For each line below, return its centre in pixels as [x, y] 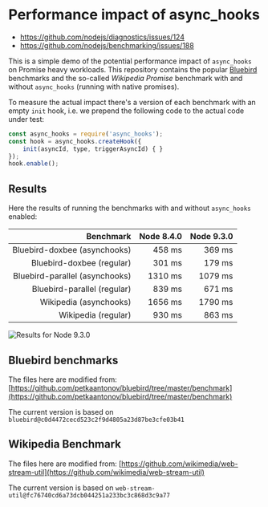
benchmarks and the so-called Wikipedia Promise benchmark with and [126, 78]
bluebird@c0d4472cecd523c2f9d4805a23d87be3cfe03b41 [96, 420]
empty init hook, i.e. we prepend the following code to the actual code [126, 111]
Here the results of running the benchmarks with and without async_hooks [130, 208]
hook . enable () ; [34, 164]
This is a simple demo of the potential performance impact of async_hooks [130, 61]
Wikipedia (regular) [95, 315]
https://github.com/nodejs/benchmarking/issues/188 [107, 45]
